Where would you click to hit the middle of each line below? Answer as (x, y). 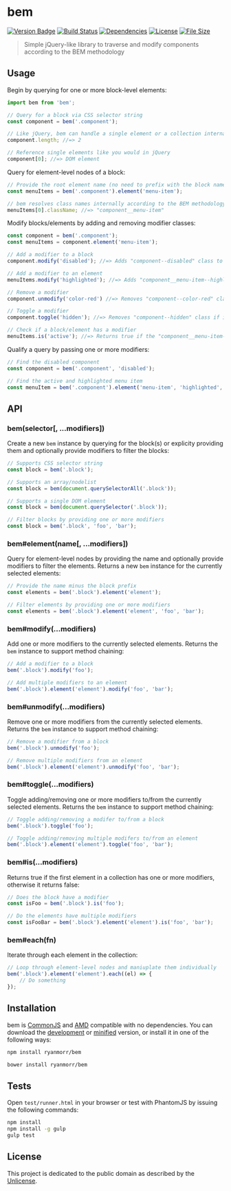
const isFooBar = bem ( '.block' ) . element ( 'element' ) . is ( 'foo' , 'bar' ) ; (110, 923)
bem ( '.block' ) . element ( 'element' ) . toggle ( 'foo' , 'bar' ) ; (90, 845)
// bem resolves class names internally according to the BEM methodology (117, 204)
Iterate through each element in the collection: (73, 955)
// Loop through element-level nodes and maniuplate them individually (112, 968)
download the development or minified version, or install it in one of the (108, 1032)
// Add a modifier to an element (55, 273)
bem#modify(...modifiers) (52, 629)
